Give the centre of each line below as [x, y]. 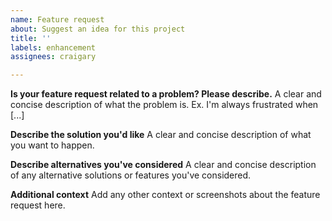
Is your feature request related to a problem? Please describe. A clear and [166, 94]
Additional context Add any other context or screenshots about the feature [165, 195]
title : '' [31, 38]
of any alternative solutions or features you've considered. [131, 175]
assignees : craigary [53, 57]
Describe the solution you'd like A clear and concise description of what [161, 135]
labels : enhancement [53, 47]
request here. [38, 205]
